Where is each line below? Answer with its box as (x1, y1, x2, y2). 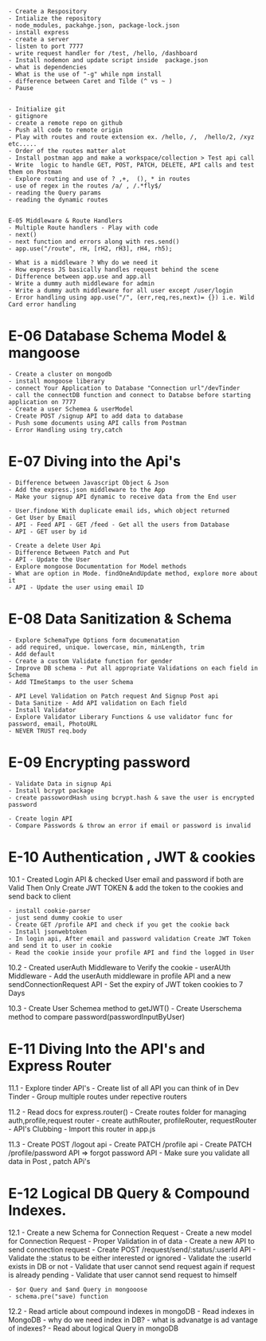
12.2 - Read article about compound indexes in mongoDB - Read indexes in (8, 1306, 255, 1315)
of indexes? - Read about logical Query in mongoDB (8, 1323, 179, 1333)
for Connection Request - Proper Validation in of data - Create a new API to (8, 1236, 255, 1245)
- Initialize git (8, 105, 66, 113)
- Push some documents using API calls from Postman (8, 419, 187, 427)
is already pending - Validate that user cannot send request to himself (8, 1270, 237, 1280)
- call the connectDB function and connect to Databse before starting (8, 391, 251, 399)
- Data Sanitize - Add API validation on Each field (8, 698, 187, 707)
